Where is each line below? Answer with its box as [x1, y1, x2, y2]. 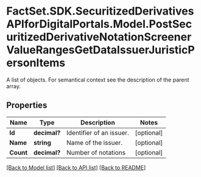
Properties [6, 100, 48, 111]
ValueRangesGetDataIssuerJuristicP [6, 43, 195, 57]
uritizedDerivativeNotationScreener [6, 30, 192, 44]
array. [6, 82, 21, 89]
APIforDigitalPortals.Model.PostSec [6, 17, 192, 31]
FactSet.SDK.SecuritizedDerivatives [6, 4, 194, 18]
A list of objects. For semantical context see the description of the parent [6, 76, 189, 83]
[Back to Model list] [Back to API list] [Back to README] [6, 164, 146, 171]
